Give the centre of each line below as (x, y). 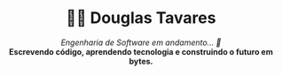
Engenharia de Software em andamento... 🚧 (141, 42)
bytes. (141, 61)
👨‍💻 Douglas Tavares (141, 18)
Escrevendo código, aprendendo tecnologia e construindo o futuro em (141, 51)
